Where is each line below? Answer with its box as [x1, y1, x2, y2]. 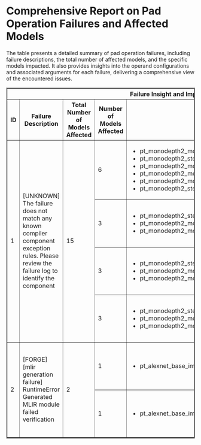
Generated [23, 393, 53, 401]
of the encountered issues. [6, 75, 73, 82]
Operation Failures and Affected [6, 17, 169, 31]
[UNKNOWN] [23, 192, 60, 200]
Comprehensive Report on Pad [6, 4, 162, 18]
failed [23, 408, 39, 416]
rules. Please [23, 252, 59, 260]
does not [23, 207, 48, 215]
